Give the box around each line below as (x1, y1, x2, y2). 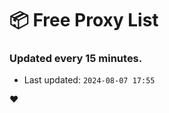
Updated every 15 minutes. (9, 52, 143, 66)
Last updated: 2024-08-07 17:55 (23, 74, 156, 86)
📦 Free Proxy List (9, 9, 159, 32)
